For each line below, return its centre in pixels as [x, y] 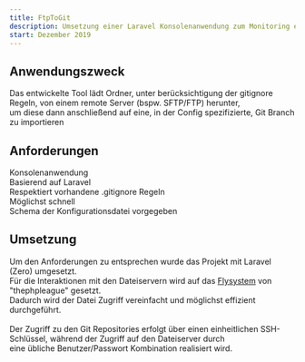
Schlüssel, [29, 338]
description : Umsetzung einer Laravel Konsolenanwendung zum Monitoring [150, 26]
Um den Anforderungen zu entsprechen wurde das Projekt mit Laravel [141, 261]
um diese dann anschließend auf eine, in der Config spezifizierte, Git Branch [152, 113]
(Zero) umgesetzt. [43, 271]
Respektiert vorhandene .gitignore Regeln [87, 192]
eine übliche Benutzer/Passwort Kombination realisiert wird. [121, 348]
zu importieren [37, 122]
